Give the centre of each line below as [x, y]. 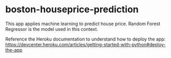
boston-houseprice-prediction [72, 9]
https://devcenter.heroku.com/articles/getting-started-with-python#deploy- [85, 44]
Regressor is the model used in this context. [52, 29]
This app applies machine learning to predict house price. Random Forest [83, 24]
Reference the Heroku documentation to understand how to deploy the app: [85, 39]
